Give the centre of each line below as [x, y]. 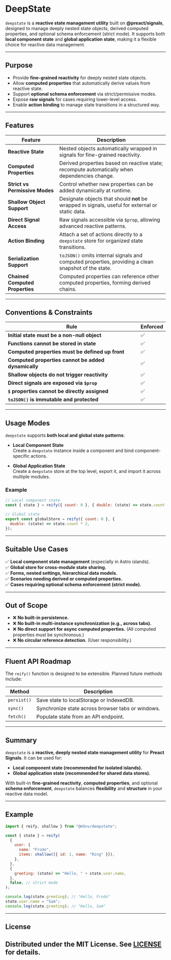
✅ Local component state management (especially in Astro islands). [78, 561]
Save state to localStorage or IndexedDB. [85, 700]
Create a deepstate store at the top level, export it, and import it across [87, 471]
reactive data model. [27, 794]
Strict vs [18, 184]
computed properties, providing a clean [106, 262]
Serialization [23, 259]
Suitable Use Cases [37, 549]
